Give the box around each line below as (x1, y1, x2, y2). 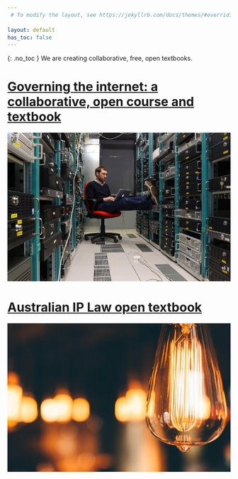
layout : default (7, 26, 55, 33)
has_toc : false (7, 34, 52, 41)
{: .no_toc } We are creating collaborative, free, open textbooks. (7, 54, 193, 63)
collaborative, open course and (7, 94, 195, 110)
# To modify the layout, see (10, 11, 97, 18)
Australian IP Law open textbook (7, 299, 203, 316)
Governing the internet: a (7, 79, 158, 95)
